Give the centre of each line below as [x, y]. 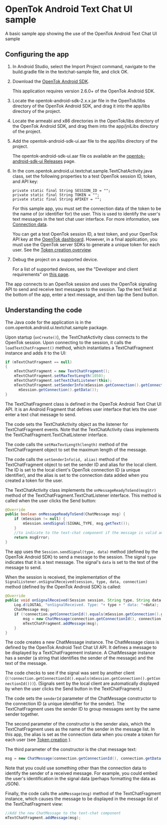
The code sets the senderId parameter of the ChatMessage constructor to [81, 698]
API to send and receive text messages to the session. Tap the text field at [81, 289]
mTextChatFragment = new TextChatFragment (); [62, 371]
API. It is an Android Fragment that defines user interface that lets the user [81, 409]
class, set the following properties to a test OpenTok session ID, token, [84, 176]
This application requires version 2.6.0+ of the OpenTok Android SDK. [84, 91]
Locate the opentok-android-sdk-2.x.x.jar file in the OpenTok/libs [79, 100]
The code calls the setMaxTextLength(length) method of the [67, 444]
